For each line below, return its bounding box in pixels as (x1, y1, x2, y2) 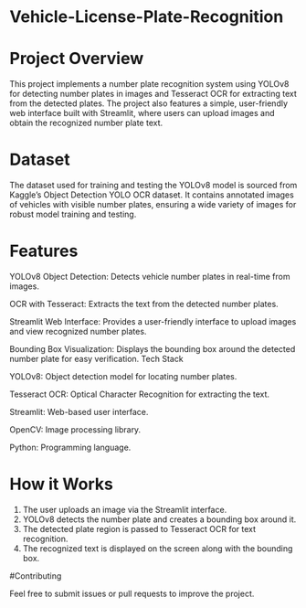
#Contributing (9, 570, 62, 581)
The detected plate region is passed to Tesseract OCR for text (22, 523, 257, 534)
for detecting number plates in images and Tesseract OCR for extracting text (9, 89, 297, 100)
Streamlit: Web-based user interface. (9, 407, 149, 417)
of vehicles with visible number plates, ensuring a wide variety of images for (9, 199, 297, 210)
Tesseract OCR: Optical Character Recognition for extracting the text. (9, 389, 270, 400)
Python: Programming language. (9, 442, 132, 453)
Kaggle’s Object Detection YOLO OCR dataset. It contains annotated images (9, 189, 294, 200)
